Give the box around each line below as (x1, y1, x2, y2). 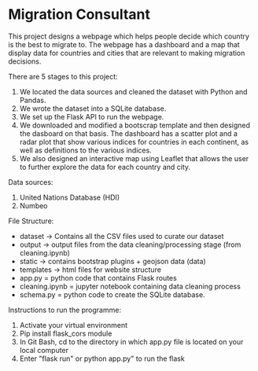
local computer (19, 345, 69, 354)
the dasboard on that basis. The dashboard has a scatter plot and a (19, 128, 238, 138)
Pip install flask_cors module (19, 329, 112, 338)
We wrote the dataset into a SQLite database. (19, 104, 167, 113)
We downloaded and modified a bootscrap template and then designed (19, 120, 250, 130)
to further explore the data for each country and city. (19, 162, 191, 171)
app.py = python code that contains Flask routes (19, 273, 177, 282)
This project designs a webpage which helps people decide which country (8, 31, 250, 41)
